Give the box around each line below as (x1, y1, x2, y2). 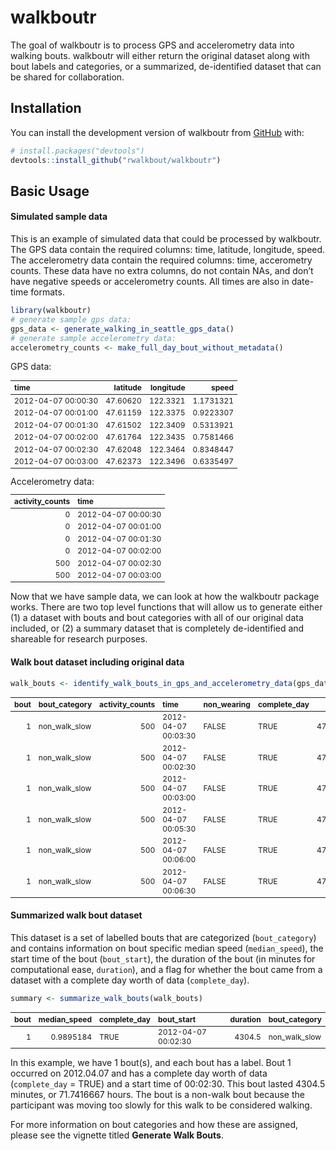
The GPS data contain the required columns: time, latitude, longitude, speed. (10, 244, 326, 256)
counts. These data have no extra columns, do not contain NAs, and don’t (10, 265, 314, 277)
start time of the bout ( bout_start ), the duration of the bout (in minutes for (10, 952, 316, 965)
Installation (10, 100, 82, 117)
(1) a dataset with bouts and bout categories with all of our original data (10, 612, 304, 624)
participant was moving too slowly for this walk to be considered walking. (10, 1099, 313, 1111)
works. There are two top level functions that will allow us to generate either (10, 601, 323, 613)
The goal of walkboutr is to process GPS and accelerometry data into (10, 39, 295, 51)
